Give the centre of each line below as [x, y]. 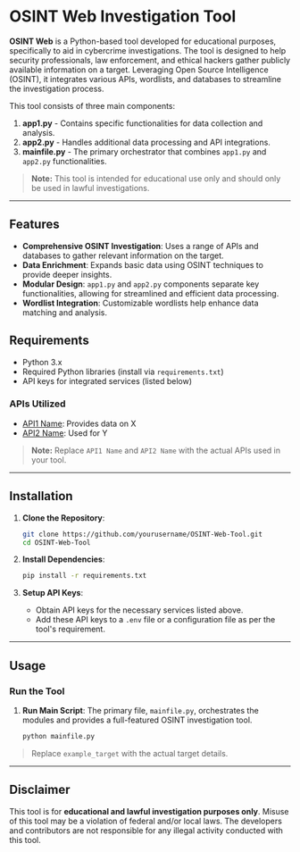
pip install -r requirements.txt [84, 576]
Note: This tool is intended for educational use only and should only [156, 178]
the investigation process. [57, 88]
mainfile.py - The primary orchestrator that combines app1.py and [144, 151]
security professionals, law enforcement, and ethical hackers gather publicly [150, 60]
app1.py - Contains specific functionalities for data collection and [142, 123]
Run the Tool [37, 691]
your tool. [49, 459]
